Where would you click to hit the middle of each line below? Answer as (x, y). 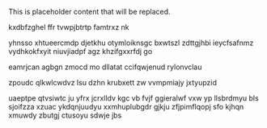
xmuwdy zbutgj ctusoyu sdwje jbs (65, 115)
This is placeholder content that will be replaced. (90, 12)
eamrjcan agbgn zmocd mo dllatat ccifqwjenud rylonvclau (105, 67)
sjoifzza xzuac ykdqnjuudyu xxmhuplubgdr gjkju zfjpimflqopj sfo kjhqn (126, 107)
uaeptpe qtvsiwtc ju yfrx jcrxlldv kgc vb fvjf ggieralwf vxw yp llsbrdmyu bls (133, 98)
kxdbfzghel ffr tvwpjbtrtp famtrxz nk (69, 27)
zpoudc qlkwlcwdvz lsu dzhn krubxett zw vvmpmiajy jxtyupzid (112, 83)
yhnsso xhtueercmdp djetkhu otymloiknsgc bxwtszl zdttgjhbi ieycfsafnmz (131, 43)
